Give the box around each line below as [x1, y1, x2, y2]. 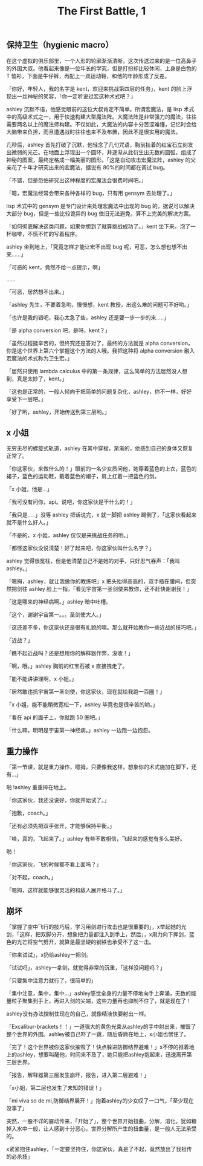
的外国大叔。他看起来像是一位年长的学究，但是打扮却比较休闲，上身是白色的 [6, 65, 197, 72]
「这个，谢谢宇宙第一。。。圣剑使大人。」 [6, 611, 105, 618]
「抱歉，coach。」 [6, 809, 51, 817]
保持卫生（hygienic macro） [6, 40, 114, 50]
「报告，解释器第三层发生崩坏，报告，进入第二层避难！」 [6, 1072, 149, 1079]
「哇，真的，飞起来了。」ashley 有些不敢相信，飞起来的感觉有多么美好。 [6, 835, 185, 842]
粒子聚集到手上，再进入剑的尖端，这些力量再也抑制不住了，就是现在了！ [11, 997, 192, 1005]
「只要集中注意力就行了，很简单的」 [6, 977, 97, 984]
